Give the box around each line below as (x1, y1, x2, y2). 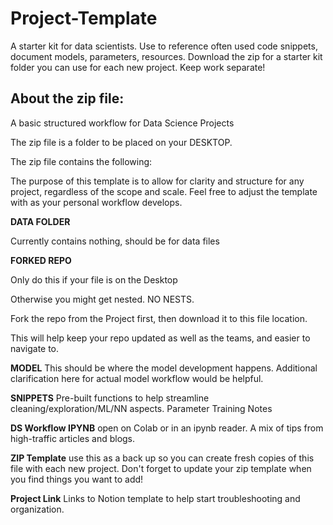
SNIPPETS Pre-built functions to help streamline (10, 392, 210, 404)
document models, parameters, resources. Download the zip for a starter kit (10, 50, 323, 62)
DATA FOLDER (10, 215, 71, 227)
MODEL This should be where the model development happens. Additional (10, 362, 318, 374)
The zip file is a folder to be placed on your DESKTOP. (10, 136, 233, 148)
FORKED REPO (10, 254, 72, 266)
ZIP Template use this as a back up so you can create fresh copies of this (10, 452, 315, 464)
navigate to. (10, 342, 60, 354)
